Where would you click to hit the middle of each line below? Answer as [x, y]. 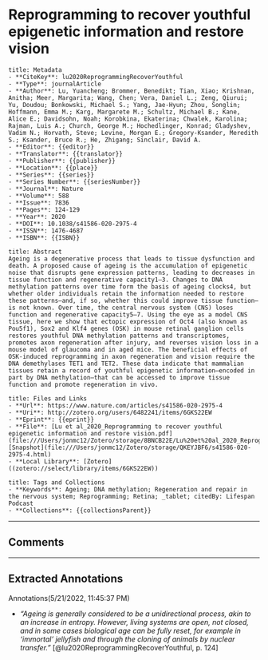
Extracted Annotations [66, 579]
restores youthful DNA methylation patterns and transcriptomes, [119, 336]
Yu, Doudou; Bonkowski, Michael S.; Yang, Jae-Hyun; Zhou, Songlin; [124, 105]
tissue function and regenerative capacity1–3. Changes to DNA [116, 280]
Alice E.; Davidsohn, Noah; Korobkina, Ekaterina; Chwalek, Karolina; [128, 119]
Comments [36, 542]
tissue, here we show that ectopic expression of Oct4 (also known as [128, 321]
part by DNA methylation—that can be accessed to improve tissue [119, 377]
